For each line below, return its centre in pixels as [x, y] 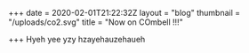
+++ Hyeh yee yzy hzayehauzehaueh [77, 39]
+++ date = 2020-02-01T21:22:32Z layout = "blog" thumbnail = [124, 13]
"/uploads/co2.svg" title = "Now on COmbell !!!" [96, 22]
